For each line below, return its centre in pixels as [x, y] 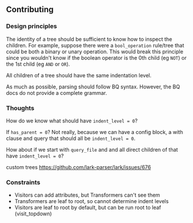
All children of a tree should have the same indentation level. [79, 75]
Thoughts [20, 108]
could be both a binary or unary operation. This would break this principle [95, 52]
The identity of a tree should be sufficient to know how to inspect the [89, 39]
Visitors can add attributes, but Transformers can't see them [87, 195]
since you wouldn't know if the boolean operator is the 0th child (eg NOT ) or [96, 57]
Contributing [30, 10]
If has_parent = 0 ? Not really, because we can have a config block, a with [94, 132]
